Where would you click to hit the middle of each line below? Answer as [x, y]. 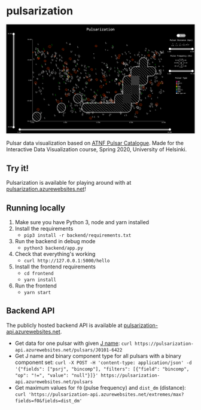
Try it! [17, 168]
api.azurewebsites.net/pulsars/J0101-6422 [68, 350]
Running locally [36, 208]
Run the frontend [36, 286]
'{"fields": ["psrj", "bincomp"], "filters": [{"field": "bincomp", [102, 369]
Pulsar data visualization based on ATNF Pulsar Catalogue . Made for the [95, 143]
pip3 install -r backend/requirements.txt [77, 235]
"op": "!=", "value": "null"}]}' [57, 375]
